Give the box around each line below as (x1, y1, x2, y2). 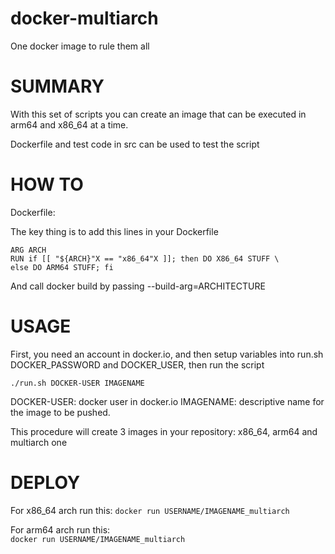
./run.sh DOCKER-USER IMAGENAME (10, 378, 145, 388)
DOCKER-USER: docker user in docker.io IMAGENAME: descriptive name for (10, 395, 325, 407)
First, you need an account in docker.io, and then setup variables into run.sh (10, 348, 324, 360)
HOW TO (10, 173, 84, 196)
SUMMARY (10, 75, 105, 98)
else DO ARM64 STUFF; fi (10, 262, 114, 272)
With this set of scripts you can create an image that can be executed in (10, 108, 307, 120)
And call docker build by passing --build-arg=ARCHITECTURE (10, 280, 266, 292)
